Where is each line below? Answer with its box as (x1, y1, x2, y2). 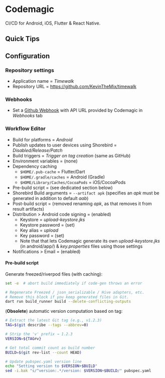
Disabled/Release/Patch (12, 147, 63, 153)
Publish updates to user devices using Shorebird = (12, 142, 117, 148)
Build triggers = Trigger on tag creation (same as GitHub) (12, 152, 131, 158)
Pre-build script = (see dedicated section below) (12, 184, 113, 191)
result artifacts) (12, 206, 44, 212)
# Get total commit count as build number (5, 345, 95, 350)
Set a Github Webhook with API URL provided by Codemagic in (12, 107, 143, 113)
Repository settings (5, 67, 54, 74)
